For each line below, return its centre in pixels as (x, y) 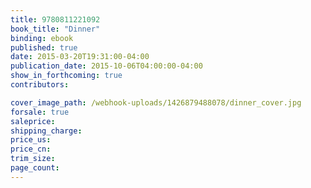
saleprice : (33, 121)
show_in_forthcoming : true (66, 76)
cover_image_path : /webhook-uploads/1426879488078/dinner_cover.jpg (156, 102)
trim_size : (33, 159)
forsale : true (40, 112)
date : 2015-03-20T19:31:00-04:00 (80, 57)
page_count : (35, 168)
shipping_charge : (46, 131)
